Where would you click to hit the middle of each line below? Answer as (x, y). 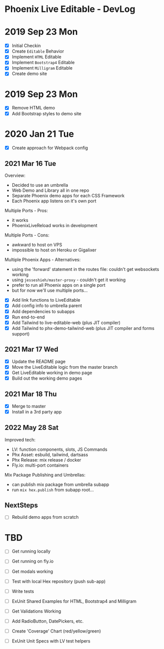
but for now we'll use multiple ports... (50, 290)
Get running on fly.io (33, 561)
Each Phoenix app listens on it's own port (54, 201)
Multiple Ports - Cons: (27, 235)
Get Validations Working (36, 611)
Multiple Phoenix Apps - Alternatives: (43, 260)
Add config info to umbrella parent (47, 306)
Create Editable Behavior (38, 51)
